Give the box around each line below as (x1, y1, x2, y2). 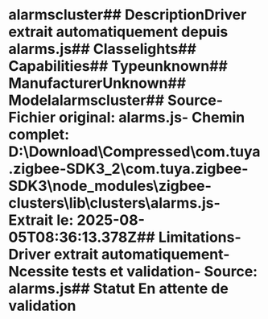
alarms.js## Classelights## (8, 40, 197, 58)
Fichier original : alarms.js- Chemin (8, 109, 245, 126)
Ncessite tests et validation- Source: (8, 263, 258, 281)
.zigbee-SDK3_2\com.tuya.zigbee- (8, 159, 249, 178)
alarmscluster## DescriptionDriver (8, 6, 247, 24)
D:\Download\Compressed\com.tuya (8, 143, 261, 161)
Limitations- (158, 228, 241, 246)
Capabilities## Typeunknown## (8, 57, 228, 76)
